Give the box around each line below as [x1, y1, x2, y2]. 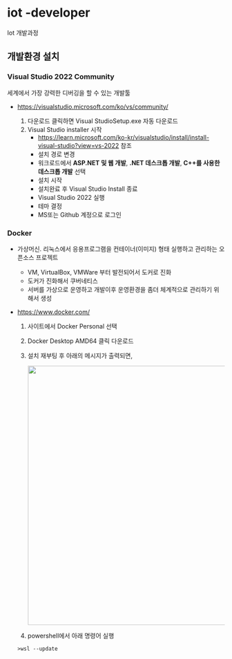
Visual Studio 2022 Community [7, 72, 115, 82]
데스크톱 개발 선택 [37, 167, 86, 176]
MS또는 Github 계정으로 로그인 [37, 210, 122, 219]
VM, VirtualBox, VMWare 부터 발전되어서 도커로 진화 [27, 268, 172, 276]
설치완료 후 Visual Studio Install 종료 [37, 185, 138, 193]
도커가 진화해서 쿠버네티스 [27, 277, 99, 285]
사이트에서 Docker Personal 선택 [27, 322, 117, 330]
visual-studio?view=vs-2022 [37, 141, 119, 149]
